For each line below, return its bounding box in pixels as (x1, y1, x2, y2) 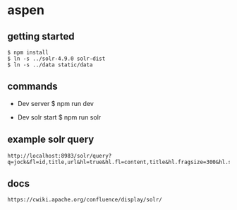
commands (7, 81, 58, 93)
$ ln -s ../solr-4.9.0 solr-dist (7, 55, 106, 62)
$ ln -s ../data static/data (7, 62, 93, 69)
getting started (7, 30, 75, 42)
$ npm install (7, 49, 49, 56)
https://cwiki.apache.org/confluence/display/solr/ (7, 197, 162, 204)
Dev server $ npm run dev (17, 99, 94, 107)
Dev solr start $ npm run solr (17, 112, 102, 122)
